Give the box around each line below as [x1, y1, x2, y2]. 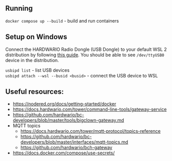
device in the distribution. [5, 57, 59, 63]
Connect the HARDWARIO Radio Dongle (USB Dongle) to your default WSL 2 [5, 46, 167, 52]
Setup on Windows [5, 33, 68, 42]
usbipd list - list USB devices [5, 67, 70, 73]
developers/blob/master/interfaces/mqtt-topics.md [20, 139, 128, 145]
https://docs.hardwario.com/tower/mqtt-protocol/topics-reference [20, 128, 161, 134]
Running [5, 4, 33, 13]
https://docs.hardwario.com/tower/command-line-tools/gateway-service [12, 106, 167, 112]
